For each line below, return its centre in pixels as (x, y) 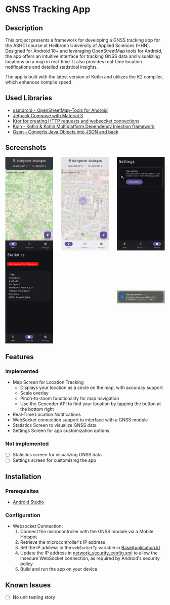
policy (26, 564)
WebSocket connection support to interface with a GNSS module (80, 420)
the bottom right (37, 409)
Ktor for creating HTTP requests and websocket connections (76, 121)
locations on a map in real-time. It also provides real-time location (74, 61)
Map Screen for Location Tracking (48, 382)
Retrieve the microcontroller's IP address (62, 542)
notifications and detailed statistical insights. (52, 67)
